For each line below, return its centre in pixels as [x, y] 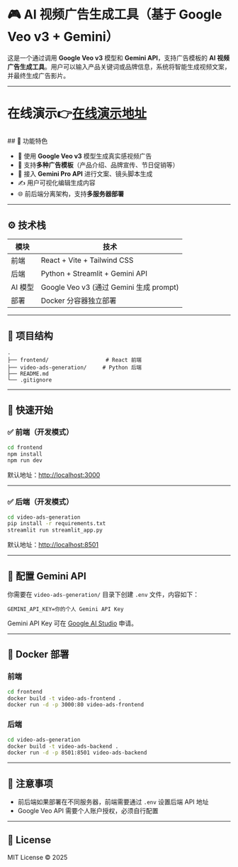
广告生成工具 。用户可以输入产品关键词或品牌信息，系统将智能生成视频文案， [119, 66]
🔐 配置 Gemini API [47, 576]
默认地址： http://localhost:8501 [53, 545]
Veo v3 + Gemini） [63, 37]
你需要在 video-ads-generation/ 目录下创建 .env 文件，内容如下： [103, 595]
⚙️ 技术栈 [27, 225]
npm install [25, 454]
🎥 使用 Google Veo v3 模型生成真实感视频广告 [85, 156]
